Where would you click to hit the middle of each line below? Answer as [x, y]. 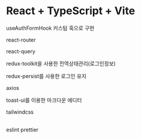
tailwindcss [20, 112]
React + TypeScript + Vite [70, 11]
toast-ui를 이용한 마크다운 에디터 [44, 100]
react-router [21, 40]
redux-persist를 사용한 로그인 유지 [47, 76]
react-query [21, 51]
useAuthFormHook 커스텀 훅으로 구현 [50, 28]
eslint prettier [22, 130]
